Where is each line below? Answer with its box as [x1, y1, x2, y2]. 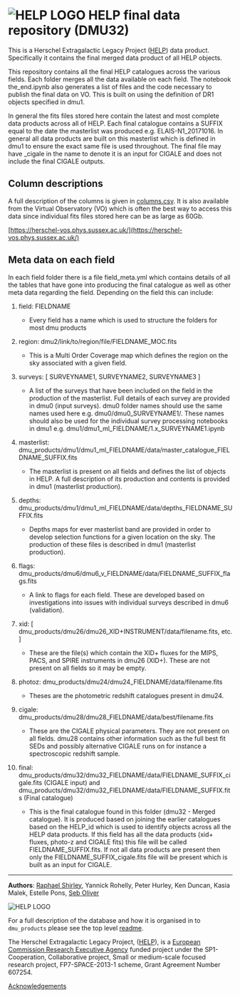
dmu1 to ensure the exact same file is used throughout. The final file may [8, 141, 221, 150]
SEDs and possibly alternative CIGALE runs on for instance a [28, 742, 207, 750]
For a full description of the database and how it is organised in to [8, 916, 201, 924]
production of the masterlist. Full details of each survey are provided [28, 393, 230, 403]
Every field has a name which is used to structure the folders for [28, 315, 218, 324]
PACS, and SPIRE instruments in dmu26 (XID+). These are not [28, 656, 211, 664]
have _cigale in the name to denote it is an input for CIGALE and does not [8, 149, 222, 158]
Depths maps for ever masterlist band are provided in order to [28, 525, 211, 533]
